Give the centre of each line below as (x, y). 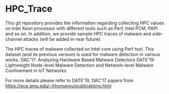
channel (14, 39)
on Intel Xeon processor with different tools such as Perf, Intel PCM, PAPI (82, 28)
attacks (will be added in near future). (62, 39)
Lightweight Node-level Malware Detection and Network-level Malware (79, 65)
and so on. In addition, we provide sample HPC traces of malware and (78, 34)
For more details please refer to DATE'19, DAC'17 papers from (69, 80)
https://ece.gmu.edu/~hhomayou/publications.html (58, 86)
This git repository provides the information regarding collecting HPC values (85, 23)
